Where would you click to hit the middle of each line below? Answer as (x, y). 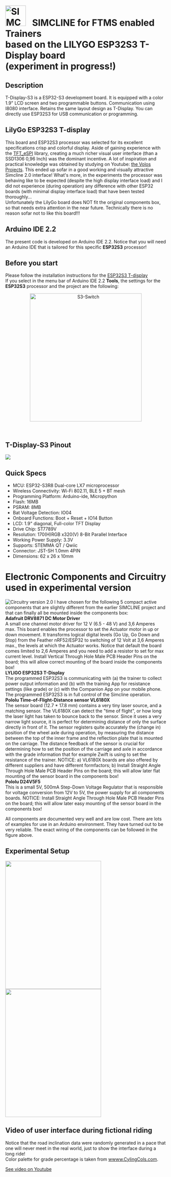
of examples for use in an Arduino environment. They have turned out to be (84, 824)
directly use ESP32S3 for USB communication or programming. (72, 114)
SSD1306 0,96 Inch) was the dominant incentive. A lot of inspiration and (81, 158)
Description (24, 85)
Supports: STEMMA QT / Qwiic (45, 545)
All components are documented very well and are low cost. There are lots (83, 819)
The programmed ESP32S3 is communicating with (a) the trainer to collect (83, 678)
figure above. (19, 835)
